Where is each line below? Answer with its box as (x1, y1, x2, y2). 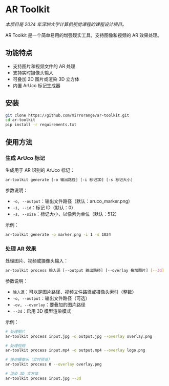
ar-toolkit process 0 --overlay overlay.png (5, 362, 102, 367)
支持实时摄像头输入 (12, 69, 54, 75)
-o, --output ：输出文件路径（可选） (12, 295, 90, 301)
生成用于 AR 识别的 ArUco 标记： (5, 167, 75, 173)
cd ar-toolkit (5, 117, 36, 123)
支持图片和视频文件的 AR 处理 (12, 63, 76, 69)
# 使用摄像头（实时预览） (5, 357, 52, 362)
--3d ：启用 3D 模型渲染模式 (12, 308, 72, 314)
